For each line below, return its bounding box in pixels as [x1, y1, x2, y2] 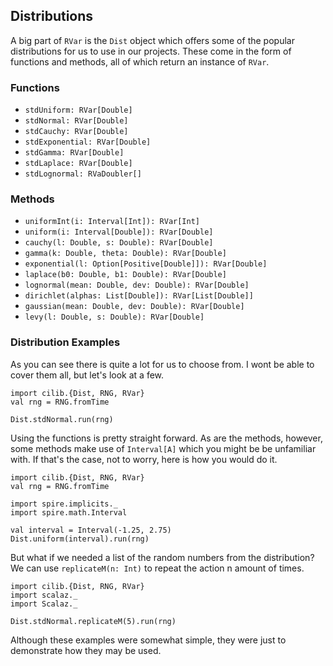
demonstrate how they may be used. [10, 644, 162, 656]
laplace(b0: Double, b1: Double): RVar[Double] [24, 270, 227, 280]
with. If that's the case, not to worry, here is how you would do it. [10, 453, 278, 465]
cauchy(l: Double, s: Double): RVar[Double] [24, 238, 214, 248]
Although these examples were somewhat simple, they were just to [10, 634, 287, 646]
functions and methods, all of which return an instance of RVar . [10, 55, 270, 68]
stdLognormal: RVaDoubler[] [24, 169, 142, 179]
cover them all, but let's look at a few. [10, 369, 165, 381]
